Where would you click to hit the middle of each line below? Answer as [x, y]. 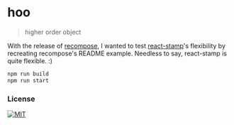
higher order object [53, 32]
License [21, 99]
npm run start [28, 80]
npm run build [28, 74]
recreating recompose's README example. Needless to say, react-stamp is [117, 53]
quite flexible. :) [30, 60]
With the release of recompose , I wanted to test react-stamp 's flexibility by [116, 45]
